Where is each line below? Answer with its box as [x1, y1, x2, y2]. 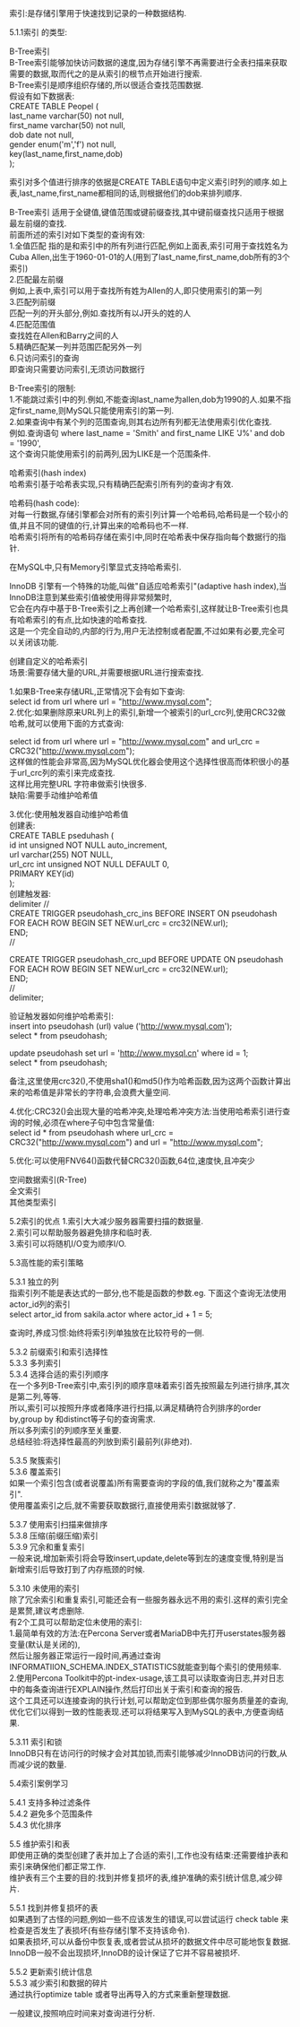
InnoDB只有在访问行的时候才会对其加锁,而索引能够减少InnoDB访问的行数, [9, 1748, 279, 1758]
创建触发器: [9, 889, 52, 899]
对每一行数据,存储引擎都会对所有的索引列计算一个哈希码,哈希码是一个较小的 [9, 509, 289, 519]
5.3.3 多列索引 [9, 1358, 62, 1368]
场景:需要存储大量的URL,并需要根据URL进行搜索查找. [9, 667, 204, 677]
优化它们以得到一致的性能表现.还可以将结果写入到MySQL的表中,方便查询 [9, 1707, 277, 1717]
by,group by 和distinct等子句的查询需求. [9, 1414, 156, 1424]
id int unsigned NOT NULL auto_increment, [9, 840, 167, 850]
